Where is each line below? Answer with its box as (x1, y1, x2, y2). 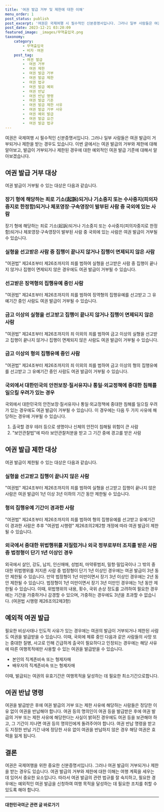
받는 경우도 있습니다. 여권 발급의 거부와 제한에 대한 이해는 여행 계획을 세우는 (10, 769, 155, 774)
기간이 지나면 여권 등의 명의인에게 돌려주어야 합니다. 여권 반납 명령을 (16, 721, 147, 727)
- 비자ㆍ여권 (22, 48, 44, 53)
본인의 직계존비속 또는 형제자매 (12, 656, 71, 662)
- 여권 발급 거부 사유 (22, 107, 62, 112)
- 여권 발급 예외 (22, 84, 54, 89)
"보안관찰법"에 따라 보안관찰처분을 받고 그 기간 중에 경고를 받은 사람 (12, 430, 142, 436)
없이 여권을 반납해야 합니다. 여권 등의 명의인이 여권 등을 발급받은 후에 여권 (10, 708, 151, 714)
